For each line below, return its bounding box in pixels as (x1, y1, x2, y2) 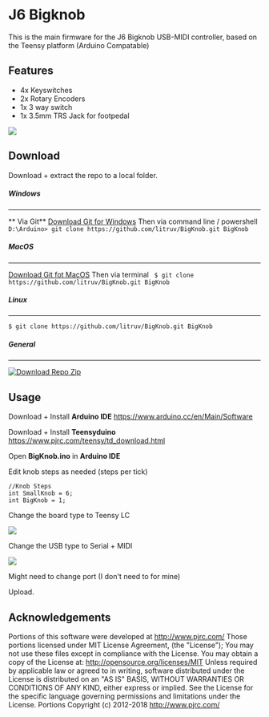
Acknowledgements (8, 610, 111, 624)
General (8, 339, 36, 350)
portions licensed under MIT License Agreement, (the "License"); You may (8, 640, 254, 650)
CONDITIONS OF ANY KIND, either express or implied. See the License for (8, 683, 254, 693)
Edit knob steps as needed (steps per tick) (8, 467, 148, 476)
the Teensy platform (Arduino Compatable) (8, 40, 150, 50)
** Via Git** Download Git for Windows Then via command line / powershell (8, 217, 258, 226)
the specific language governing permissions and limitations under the (8, 691, 241, 701)
